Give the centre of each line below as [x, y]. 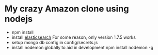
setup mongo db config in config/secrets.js [55, 42]
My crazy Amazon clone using [67, 9]
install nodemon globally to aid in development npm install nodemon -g [82, 47]
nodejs [19, 19]
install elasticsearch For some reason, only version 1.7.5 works [74, 37]
